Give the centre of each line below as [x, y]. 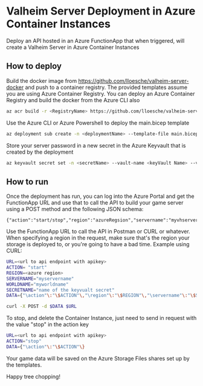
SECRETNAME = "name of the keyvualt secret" [60, 290]
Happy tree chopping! [33, 376]
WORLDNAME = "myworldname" [37, 284]
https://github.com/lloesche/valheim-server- [134, 80]
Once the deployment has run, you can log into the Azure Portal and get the [100, 196]
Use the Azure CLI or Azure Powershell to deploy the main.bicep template [98, 123]
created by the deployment [40, 152]
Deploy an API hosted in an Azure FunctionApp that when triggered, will [95, 41]
